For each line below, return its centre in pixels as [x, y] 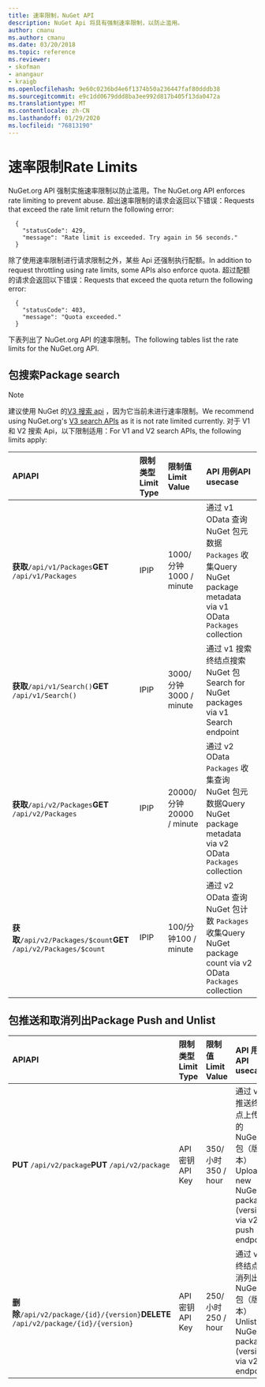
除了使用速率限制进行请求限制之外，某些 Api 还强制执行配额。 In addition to [130, 260]
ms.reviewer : [30, 60]
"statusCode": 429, [54, 231]
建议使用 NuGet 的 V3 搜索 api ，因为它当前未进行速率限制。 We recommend [131, 410]
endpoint [223, 732]
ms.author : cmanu [37, 37]
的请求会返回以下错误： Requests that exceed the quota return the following [131, 279]
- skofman [24, 67]
